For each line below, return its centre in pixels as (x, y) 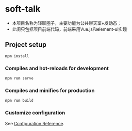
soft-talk (23, 9)
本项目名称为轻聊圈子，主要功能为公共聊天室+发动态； (67, 23)
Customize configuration (35, 113)
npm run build (19, 101)
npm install (17, 56)
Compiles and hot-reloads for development (57, 68)
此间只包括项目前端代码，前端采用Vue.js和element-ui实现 (69, 29)
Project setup (26, 45)
